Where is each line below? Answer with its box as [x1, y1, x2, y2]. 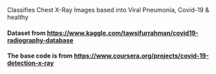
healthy [7, 13, 29, 21]
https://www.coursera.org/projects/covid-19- [73, 51, 209, 60]
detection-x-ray [7, 59, 54, 67]
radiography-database [7, 36, 74, 44]
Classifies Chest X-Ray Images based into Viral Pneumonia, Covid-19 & [7, 6, 210, 14]
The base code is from [7, 51, 73, 60]
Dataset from [7, 29, 46, 37]
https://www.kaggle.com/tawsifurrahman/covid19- [46, 29, 199, 37]
